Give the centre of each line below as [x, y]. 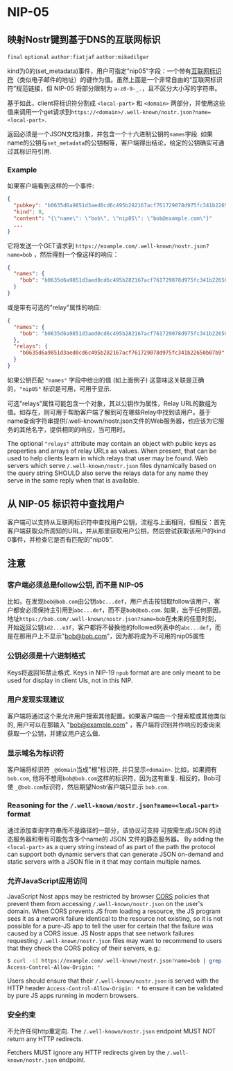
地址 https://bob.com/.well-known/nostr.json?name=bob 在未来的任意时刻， [114, 619]
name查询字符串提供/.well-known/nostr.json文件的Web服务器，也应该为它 [113, 421]
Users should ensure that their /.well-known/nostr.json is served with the [113, 981]
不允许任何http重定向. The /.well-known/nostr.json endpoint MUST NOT [112, 1031]
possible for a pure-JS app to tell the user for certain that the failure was [110, 926]
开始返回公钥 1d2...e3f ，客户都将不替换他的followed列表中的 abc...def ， [111, 627]
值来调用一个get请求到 [39, 112]
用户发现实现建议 [36, 700]
